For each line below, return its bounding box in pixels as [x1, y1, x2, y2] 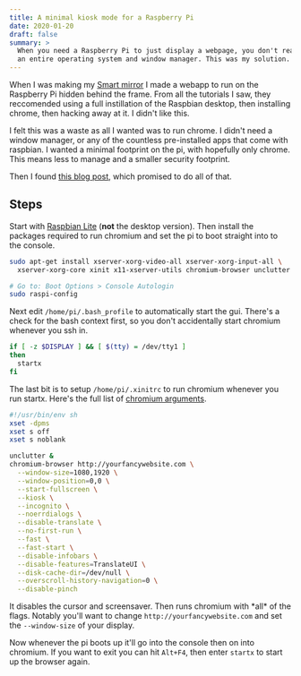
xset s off [9, 427, 50, 436]
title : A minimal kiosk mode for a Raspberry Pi [9, 13, 194, 22]
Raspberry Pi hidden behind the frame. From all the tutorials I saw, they [9, 89, 271, 99]
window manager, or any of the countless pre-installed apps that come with [9, 135, 288, 145]
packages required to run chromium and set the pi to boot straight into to [9, 230, 279, 241]
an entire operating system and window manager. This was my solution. [17, 55, 291, 64]
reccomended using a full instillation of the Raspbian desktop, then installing [9, 98, 291, 108]
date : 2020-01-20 [9, 21, 74, 30]
